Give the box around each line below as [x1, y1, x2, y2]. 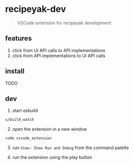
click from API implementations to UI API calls [12, 53, 105, 58]
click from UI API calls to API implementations [12, 47, 105, 53]
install [5, 67, 25, 75]
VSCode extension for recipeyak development [17, 20, 111, 26]
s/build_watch [5, 117, 35, 122]
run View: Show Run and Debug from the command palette [12, 145, 129, 151]
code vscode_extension [5, 136, 52, 141]
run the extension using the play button [12, 155, 92, 161]
